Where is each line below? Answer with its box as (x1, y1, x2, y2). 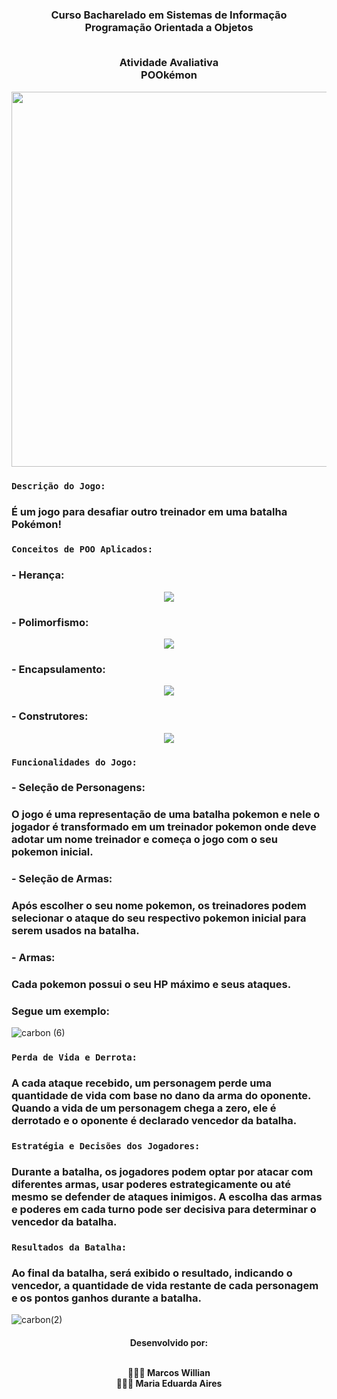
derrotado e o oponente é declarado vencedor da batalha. (11, 1114, 298, 1128)
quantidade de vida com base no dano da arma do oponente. (11, 1089, 311, 1103)
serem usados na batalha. (11, 924, 140, 938)
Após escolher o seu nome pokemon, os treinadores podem (11, 899, 307, 913)
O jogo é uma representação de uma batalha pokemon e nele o (11, 808, 321, 822)
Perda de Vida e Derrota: (11, 1052, 138, 1063)
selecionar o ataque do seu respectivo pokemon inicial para (11, 911, 307, 925)
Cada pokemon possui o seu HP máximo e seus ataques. (11, 978, 292, 992)
